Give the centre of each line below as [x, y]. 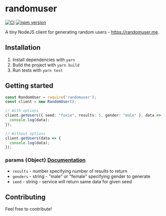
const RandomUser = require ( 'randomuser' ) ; [51, 97]
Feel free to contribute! [29, 209]
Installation [23, 48]
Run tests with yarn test [38, 70]
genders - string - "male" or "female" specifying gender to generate [81, 176]
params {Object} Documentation [45, 160]
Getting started [29, 86]
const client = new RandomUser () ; [41, 102]
